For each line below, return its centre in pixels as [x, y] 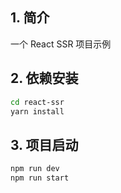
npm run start [40, 178]
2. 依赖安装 [44, 78]
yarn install [37, 111]
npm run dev [35, 169]
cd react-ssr [37, 102]
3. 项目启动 [44, 144]
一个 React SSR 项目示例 [61, 44]
